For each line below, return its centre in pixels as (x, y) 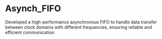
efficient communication (30, 32)
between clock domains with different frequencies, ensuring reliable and (79, 27)
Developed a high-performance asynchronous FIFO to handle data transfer (81, 22)
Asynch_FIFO (33, 9)
